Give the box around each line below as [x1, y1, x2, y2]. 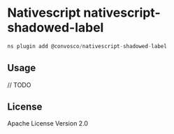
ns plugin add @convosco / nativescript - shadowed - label [7, 43, 168, 50]
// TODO [7, 80, 31, 89]
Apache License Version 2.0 [7, 119, 89, 128]
